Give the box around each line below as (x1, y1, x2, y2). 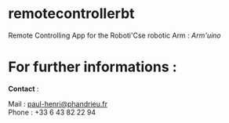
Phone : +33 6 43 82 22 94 (8, 107, 96, 117)
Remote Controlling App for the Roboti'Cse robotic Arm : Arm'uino (8, 31, 221, 40)
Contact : (8, 84, 39, 93)
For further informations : (8, 58, 178, 76)
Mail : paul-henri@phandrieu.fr (8, 99, 108, 108)
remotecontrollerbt (8, 5, 135, 23)
